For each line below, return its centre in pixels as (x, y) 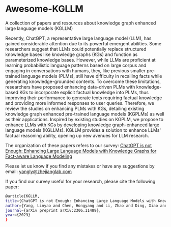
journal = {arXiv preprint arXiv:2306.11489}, (53, 210)
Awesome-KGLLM (45, 9)
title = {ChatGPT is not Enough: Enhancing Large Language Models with (81, 201)
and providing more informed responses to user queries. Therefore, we (80, 103)
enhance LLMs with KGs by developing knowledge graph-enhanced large (82, 125)
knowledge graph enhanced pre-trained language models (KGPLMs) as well (85, 114)
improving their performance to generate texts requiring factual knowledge (84, 98)
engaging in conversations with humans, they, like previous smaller (76, 70)
